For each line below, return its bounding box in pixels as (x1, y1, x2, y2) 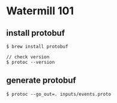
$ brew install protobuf (6, 43, 68, 49)
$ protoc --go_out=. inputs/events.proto (6, 91, 112, 97)
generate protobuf (6, 76, 76, 86)
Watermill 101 (6, 4, 74, 18)
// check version (6, 54, 50, 60)
